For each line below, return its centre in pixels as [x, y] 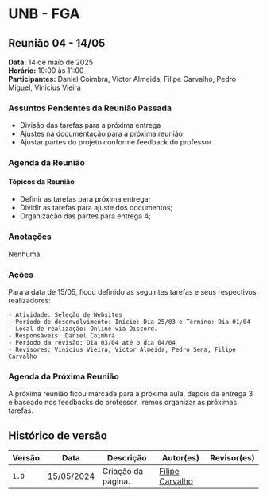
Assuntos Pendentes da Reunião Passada [90, 108]
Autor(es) [181, 458]
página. [116, 481]
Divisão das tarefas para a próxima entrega [90, 125]
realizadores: [30, 301]
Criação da [123, 472]
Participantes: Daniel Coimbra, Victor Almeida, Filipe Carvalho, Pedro [122, 79]
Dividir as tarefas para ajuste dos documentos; [96, 208]
